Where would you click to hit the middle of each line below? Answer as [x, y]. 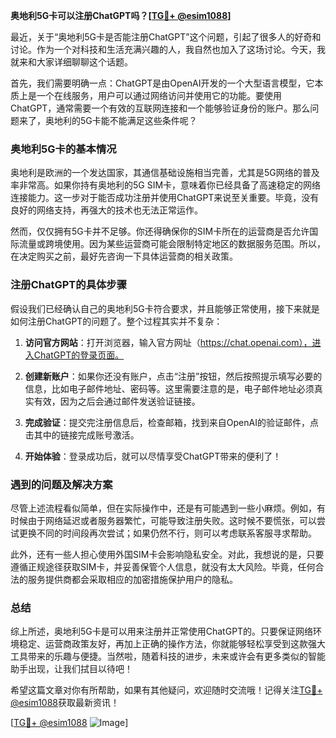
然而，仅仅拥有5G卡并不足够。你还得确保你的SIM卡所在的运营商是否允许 [160, 231]
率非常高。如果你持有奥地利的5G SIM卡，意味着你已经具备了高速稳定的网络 [166, 185]
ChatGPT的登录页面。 [79, 355]
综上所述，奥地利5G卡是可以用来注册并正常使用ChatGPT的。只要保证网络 [162, 631]
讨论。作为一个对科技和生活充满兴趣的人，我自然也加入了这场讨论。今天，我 [168, 49]
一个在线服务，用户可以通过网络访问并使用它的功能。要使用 [159, 95]
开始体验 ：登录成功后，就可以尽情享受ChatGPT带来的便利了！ [153, 456]
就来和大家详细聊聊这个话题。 [71, 62]
